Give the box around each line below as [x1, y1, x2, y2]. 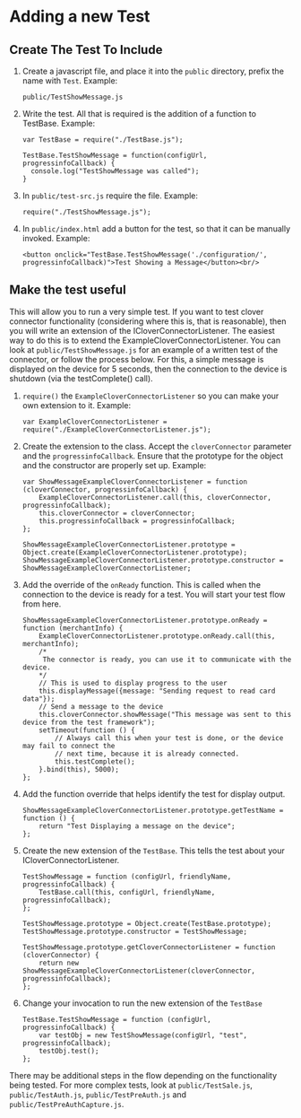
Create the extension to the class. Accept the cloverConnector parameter [21, 441, 292, 451]
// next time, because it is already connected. [55, 749, 240, 758]
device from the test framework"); [21, 718, 156, 727]
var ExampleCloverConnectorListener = [21, 417, 168, 426]
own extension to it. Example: [21, 399, 132, 410]
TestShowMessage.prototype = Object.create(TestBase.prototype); [21, 919, 271, 928]
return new [39, 958, 80, 967]
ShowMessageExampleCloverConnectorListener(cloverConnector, [21, 966, 256, 975]
